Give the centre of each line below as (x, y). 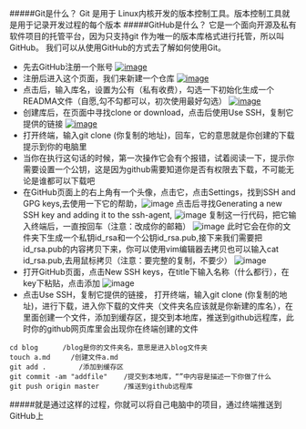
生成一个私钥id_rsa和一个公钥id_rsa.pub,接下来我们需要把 (154, 238)
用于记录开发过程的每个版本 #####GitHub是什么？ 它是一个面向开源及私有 (157, 25)
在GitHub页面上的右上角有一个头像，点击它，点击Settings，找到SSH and (159, 192)
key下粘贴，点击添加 (61, 283)
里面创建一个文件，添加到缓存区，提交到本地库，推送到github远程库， (154, 317)
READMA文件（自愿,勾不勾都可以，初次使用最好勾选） (125, 101)
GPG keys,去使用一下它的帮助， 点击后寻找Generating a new (152, 204)
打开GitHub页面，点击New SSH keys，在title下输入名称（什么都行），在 (156, 272)
